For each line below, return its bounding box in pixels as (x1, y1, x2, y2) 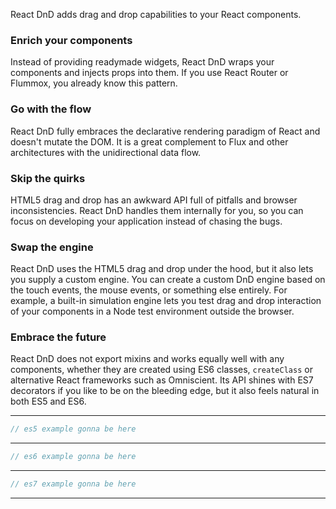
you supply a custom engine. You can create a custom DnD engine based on (10, 274, 326, 286)
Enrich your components (10, 33, 133, 47)
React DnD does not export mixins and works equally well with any (10, 353, 285, 365)
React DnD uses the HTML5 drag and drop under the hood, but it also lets (10, 263, 314, 275)
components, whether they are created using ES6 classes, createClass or (10, 364, 313, 376)
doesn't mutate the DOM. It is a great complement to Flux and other (10, 135, 289, 148)
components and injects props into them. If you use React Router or (10, 67, 289, 79)
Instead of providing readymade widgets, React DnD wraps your (10, 56, 275, 68)
